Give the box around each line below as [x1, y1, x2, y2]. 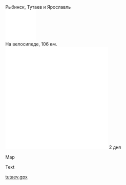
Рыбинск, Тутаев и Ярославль [5, 4, 71, 10]
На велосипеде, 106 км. [5, 41, 57, 47]
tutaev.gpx [5, 174, 28, 180]
